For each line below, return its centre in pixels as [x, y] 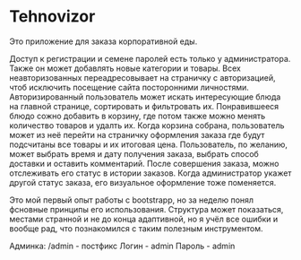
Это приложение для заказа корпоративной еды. [103, 41]
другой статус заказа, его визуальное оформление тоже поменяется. [143, 182]
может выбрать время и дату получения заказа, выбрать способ [134, 153]
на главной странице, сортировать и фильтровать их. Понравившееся [144, 106]
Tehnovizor [52, 17]
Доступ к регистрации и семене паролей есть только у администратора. [150, 58]
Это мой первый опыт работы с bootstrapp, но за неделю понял [131, 200]
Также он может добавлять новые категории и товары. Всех [125, 68]
